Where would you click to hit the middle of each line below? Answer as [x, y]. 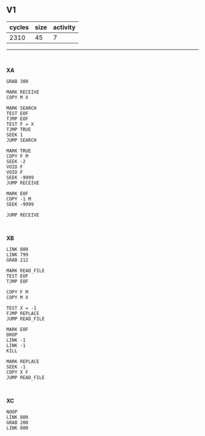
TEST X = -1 [21, 308]
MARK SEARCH [21, 108]
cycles [19, 27]
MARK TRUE [19, 151]
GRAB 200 [17, 423]
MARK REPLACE [23, 362]
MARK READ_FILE [26, 271]
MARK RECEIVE [23, 92]
